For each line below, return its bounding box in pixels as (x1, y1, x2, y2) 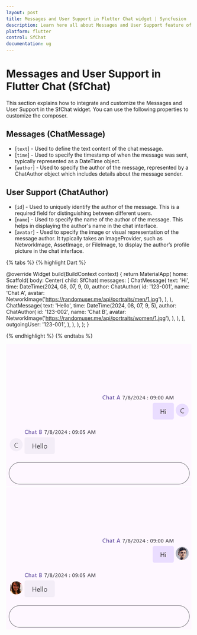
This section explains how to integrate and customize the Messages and (6, 99, 182, 106)
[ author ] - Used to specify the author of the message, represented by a (14, 164, 189, 171)
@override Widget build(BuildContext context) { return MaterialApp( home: (6, 270, 188, 277)
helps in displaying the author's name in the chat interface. (14, 222, 158, 229)
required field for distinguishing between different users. (14, 209, 153, 217)
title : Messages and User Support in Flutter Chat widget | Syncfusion (6, 15, 186, 22)
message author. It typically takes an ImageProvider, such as (14, 234, 163, 242)
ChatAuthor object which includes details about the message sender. (14, 170, 183, 177)
